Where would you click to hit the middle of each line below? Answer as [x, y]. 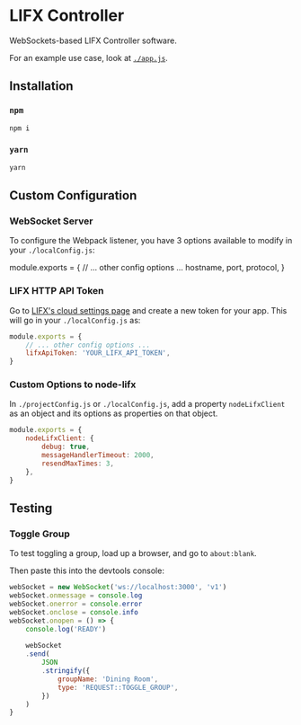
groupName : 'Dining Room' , [108, 679]
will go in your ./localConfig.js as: [75, 320]
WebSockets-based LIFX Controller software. [93, 40]
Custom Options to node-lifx [73, 385]
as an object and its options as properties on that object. [114, 413]
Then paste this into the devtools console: [87, 570]
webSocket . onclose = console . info [74, 612]
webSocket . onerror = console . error [76, 604]
